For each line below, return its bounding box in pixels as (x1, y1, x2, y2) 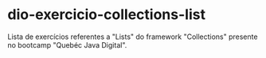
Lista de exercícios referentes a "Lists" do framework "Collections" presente (7, 32, 258, 41)
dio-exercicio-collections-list (7, 6, 206, 24)
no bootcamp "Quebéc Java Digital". (7, 40, 127, 49)
